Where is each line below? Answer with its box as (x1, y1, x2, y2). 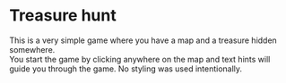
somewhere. (9, 44, 56, 54)
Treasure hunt (9, 5, 117, 26)
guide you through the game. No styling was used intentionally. (9, 63, 243, 74)
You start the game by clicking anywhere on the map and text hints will (9, 54, 271, 64)
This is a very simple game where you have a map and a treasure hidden (9, 35, 278, 46)
